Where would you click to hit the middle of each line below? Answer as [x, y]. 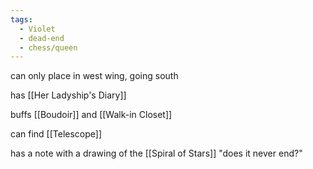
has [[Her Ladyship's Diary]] [68, 95]
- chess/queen [48, 47]
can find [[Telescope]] [56, 134]
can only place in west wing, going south [94, 76]
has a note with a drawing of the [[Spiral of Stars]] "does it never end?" [156, 153]
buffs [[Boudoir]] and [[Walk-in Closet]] [91, 115]
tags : [21, 19]
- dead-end [42, 38]
